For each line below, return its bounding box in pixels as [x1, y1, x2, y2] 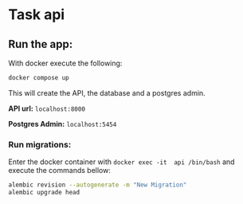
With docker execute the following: [8, 58, 123, 68]
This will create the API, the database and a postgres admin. [8, 88, 206, 97]
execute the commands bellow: [8, 166, 112, 175]
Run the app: [8, 37, 73, 51]
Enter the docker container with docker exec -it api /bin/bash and [8, 157, 235, 167]
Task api [8, 6, 65, 24]
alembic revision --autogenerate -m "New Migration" [8, 181, 187, 189]
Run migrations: [8, 139, 72, 150]
